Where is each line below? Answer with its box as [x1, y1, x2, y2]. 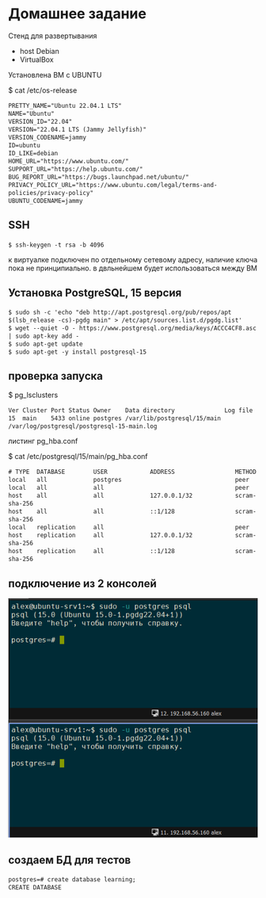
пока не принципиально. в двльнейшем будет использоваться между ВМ [8, 263, 257, 273]
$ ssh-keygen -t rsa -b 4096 [8, 241, 104, 249]
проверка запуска [8, 369, 103, 383]
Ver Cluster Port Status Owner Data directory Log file [8, 407, 253, 415]
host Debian [19, 46, 59, 55]
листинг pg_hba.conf [8, 437, 78, 446]
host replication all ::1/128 [8, 548, 176, 556]
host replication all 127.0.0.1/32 [8, 532, 193, 540]
